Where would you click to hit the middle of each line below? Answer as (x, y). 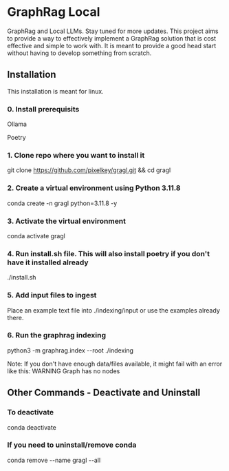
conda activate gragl (36, 235)
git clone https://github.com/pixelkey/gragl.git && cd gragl (89, 170)
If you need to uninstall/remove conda (72, 445)
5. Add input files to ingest (52, 295)
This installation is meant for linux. (56, 91)
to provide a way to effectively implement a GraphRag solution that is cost (112, 38)
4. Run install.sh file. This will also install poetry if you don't (108, 253)
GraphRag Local (54, 12)
